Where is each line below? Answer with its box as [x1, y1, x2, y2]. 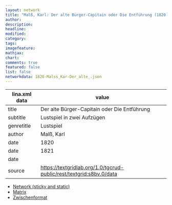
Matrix [12, 189, 27, 195]
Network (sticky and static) [12, 183, 70, 190]
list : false [5, 70, 31, 75]
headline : [5, 27, 27, 32]
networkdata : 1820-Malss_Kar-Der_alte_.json [5, 74, 102, 79]
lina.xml [12, 90, 32, 97]
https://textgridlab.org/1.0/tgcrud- [40, 163, 124, 171]
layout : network [5, 7, 40, 13]
